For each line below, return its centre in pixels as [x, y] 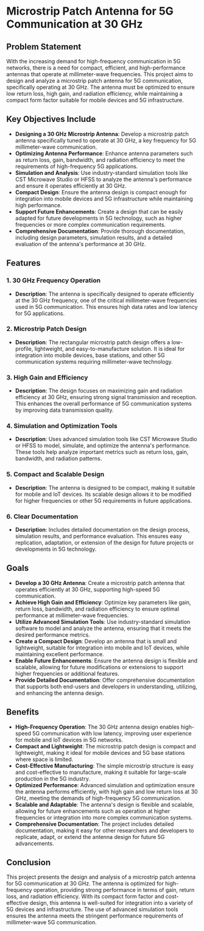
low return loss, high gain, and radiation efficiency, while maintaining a [94, 94]
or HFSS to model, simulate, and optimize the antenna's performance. [103, 445]
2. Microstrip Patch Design [47, 329]
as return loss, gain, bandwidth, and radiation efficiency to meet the [100, 160]
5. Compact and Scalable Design [55, 475]
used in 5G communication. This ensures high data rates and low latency [106, 306]
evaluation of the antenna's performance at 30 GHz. [80, 244]
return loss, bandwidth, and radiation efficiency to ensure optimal [97, 609]
